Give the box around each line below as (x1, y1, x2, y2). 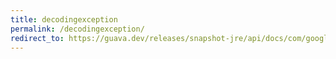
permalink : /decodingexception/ (10, 24, 145, 34)
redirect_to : (10, 33, 65, 43)
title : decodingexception (10, 14, 118, 25)
